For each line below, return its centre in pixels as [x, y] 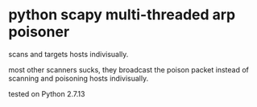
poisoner [39, 32]
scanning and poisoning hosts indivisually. [79, 78]
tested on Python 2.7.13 [47, 93]
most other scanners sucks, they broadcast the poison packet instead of [129, 69]
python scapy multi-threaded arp [122, 15]
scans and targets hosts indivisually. [68, 54]
